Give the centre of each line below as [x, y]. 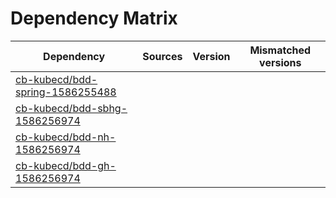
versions [280, 62]
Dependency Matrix [94, 18]
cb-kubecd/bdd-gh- [66, 165]
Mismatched [280, 50]
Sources [162, 56]
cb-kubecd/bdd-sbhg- [71, 108]
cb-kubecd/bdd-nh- [66, 137]
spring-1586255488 [66, 92]
